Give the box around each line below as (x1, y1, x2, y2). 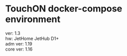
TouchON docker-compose (5, 3, 123, 14)
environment (5, 13, 61, 25)
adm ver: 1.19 (5, 40, 33, 46)
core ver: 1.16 (5, 46, 33, 52)
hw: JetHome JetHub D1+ (5, 35, 59, 41)
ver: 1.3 (5, 30, 20, 36)
